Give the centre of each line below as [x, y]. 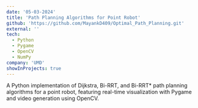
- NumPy [22, 57]
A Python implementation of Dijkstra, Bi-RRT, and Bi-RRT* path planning [97, 86]
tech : [13, 35]
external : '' [23, 29]
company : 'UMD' [26, 62]
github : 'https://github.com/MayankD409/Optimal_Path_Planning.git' [95, 23]
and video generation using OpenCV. [53, 98]
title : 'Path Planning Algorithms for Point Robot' [73, 18]
